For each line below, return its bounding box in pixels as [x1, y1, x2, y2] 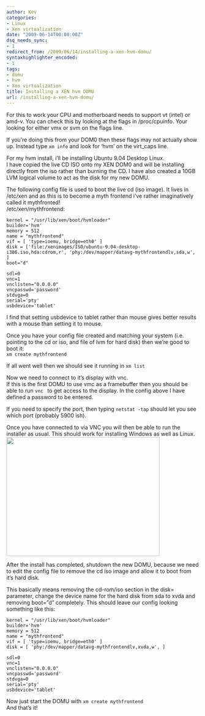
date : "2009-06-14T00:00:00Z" [6, 32, 84, 38]
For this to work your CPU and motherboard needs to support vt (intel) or [6, 111, 191, 118]
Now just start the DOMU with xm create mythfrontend [6, 697, 144, 704]
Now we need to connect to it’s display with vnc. [6, 374, 129, 381]
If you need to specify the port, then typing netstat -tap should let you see [6, 405, 197, 412]
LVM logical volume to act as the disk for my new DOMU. [6, 174, 150, 181]
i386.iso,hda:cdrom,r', [6, 249, 67, 255]
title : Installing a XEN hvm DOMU [6, 89, 95, 95]
